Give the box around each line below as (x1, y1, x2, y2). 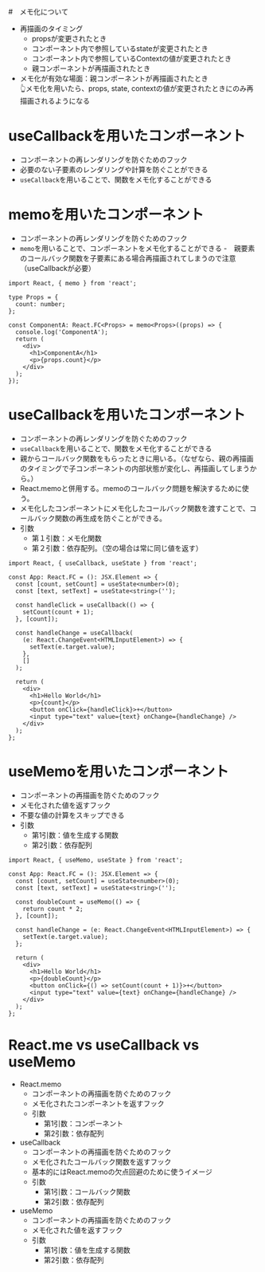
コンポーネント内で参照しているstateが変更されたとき (31, 44, 208, 53)
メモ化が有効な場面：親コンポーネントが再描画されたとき (19, 74, 208, 83)
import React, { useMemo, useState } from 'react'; (8, 856, 183, 864)
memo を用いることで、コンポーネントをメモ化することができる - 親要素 (19, 243, 255, 253)
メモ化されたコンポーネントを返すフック (31, 1098, 165, 1108)
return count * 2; (22, 905, 84, 913)
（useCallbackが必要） (19, 263, 95, 273)
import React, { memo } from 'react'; (8, 279, 137, 287)
